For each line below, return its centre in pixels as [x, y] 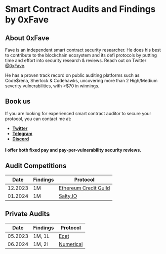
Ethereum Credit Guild [84, 188]
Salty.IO [68, 196]
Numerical [71, 244]
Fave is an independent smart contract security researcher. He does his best [83, 50]
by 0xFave [27, 20]
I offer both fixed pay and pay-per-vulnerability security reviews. [73, 150]
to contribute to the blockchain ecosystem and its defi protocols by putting [81, 55]
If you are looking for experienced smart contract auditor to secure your [78, 113]
